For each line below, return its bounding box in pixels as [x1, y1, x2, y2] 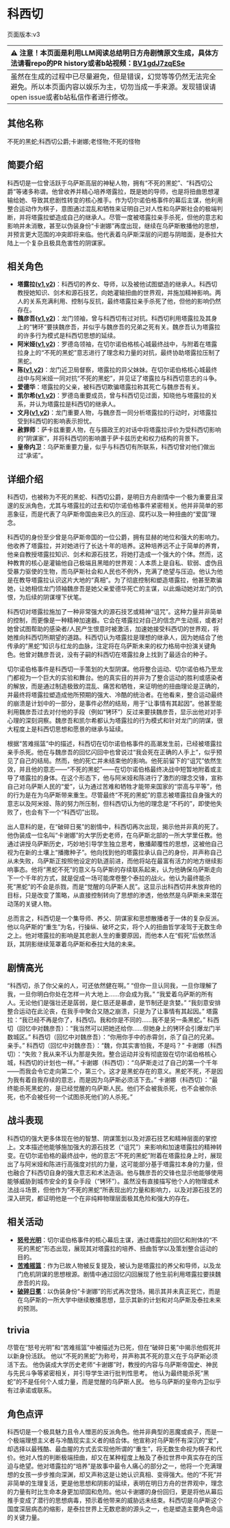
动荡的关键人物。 [7, 900, 55, 908]
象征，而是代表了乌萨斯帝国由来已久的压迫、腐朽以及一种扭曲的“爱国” [12, 510, 211, 518]
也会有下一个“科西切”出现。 [25, 808, 103, 816]
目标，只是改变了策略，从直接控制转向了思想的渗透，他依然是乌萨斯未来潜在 [7, 891, 223, 900]
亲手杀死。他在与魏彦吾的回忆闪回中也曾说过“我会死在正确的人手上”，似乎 [7, 748, 217, 756]
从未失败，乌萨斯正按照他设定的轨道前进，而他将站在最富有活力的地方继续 [7, 857, 217, 865]
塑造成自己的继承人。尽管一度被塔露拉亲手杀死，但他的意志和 [49, 213, 223, 221]
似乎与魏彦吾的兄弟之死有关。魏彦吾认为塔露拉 [88, 323, 221, 331]
